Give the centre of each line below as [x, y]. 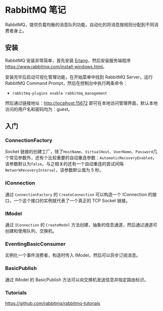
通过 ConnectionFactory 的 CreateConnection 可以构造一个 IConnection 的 [79, 194]
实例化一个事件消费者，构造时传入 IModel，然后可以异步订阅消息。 [73, 255]
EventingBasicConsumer [35, 244]
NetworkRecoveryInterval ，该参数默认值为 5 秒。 [54, 170]
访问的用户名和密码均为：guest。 [39, 109]
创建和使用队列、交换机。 [31, 231]
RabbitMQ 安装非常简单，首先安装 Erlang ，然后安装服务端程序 [68, 60]
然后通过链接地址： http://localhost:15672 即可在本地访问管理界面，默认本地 [81, 103]
